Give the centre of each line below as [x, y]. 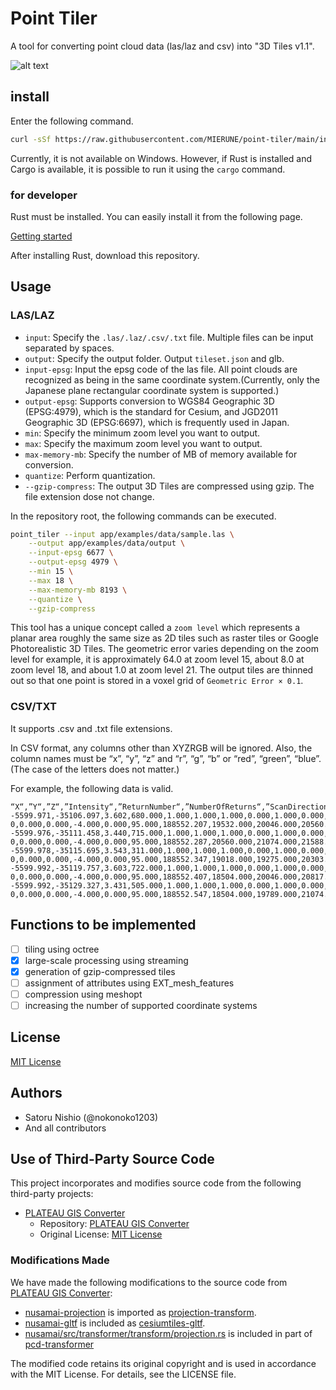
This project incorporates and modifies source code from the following [156, 1183]
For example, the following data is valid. [92, 788]
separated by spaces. [69, 348]
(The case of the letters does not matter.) [95, 769]
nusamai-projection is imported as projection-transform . [140, 1312]
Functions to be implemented [103, 925]
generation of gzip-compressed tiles [100, 971]
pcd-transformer [59, 1344]
